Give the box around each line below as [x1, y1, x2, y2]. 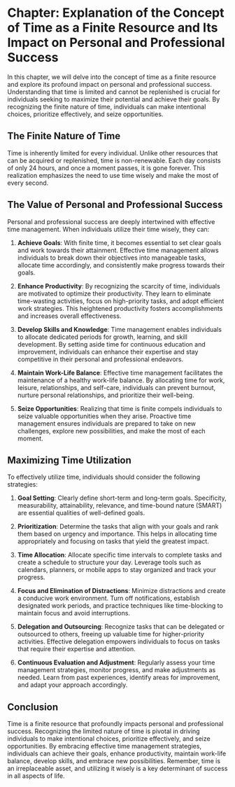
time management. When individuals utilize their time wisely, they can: [7, 225, 210, 233]
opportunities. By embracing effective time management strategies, [7, 742, 201, 751]
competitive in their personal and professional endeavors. [17, 355, 184, 363]
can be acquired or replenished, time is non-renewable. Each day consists [7, 156, 222, 165]
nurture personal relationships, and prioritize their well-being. [17, 391, 194, 399]
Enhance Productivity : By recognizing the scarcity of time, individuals [17, 281, 220, 290]
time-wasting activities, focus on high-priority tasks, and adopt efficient [17, 296, 225, 305]
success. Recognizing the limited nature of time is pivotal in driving [7, 727, 201, 736]
